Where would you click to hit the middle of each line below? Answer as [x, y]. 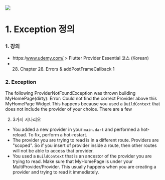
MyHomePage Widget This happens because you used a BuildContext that [83, 104]
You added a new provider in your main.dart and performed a [76, 129]
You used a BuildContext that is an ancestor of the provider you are [82, 156]
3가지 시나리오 [27, 119]
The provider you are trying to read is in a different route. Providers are [86, 140]
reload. [20, 134]
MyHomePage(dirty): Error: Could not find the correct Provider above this [81, 98]
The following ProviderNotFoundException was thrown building [70, 93]
